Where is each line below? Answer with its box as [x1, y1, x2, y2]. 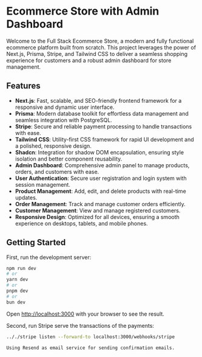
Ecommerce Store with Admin [6, 4, 160, 18]
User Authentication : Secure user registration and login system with [15, 175, 187, 182]
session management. [15, 181, 71, 188]
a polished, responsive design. [15, 142, 92, 150]
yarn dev [6, 277, 29, 283]
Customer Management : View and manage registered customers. [15, 207, 181, 214]
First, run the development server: [6, 254, 92, 261]
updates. [15, 193, 38, 201]
